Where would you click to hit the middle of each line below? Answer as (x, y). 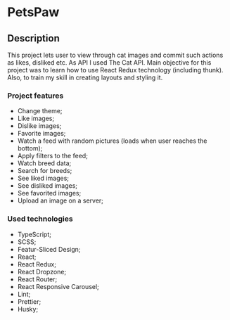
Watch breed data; (44, 163)
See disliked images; (47, 186)
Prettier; (29, 301)
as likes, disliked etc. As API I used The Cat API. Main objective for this (109, 63)
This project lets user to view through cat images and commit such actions (115, 55)
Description (33, 38)
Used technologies (40, 219)
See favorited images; (49, 193)
